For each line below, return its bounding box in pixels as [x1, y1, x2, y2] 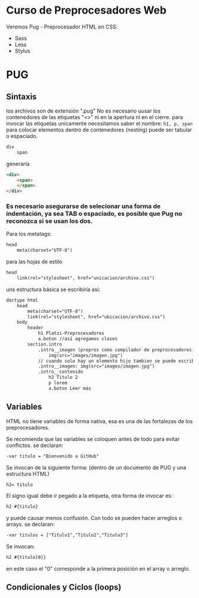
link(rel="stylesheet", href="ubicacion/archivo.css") [27, 314, 166, 320]
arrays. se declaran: [6, 521, 55, 528]
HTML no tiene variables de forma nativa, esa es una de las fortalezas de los [6, 417, 193, 424]
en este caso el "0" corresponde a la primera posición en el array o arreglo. [6, 565, 191, 573]
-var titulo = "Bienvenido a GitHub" [6, 453, 99, 459]
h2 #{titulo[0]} [6, 555, 46, 561]
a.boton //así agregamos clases [37, 336, 118, 342]
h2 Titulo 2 [48, 375, 78, 380]
